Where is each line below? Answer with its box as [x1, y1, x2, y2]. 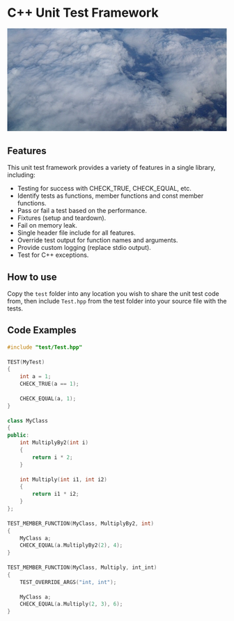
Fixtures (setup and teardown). [17, 214, 107, 222]
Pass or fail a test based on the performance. [17, 207, 148, 215]
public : [7, 432, 30, 439]
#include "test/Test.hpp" [7, 343, 82, 351]
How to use [7, 271, 57, 283]
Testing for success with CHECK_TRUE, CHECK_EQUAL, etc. [17, 184, 192, 193]
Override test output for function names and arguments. [17, 236, 178, 244]
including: [7, 171, 36, 179]
